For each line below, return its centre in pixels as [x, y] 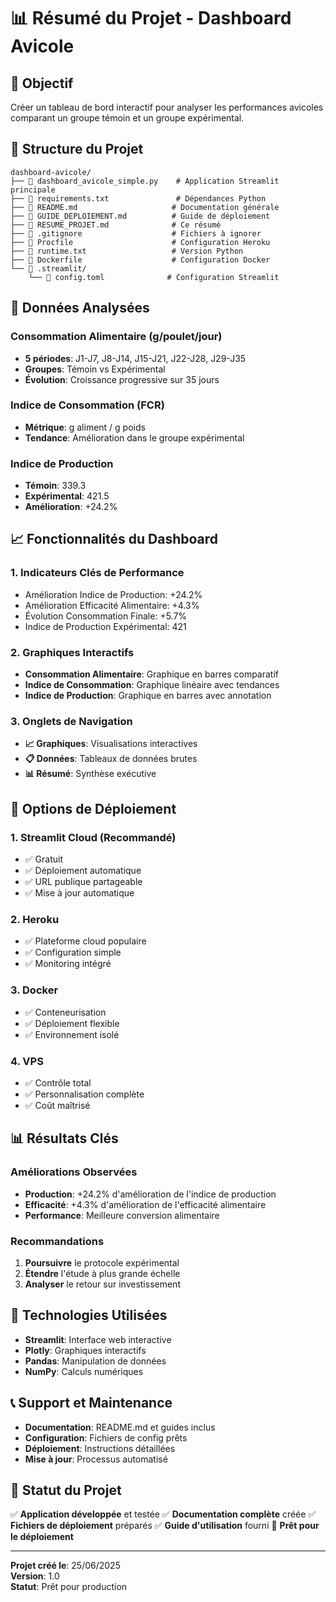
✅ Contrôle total [58, 1082]
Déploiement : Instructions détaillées [100, 1448]
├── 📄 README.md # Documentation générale [145, 207]
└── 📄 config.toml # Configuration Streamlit [154, 277]
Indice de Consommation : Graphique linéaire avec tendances [152, 685]
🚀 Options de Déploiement [93, 808]
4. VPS [27, 1061]
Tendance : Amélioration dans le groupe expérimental [134, 437]
